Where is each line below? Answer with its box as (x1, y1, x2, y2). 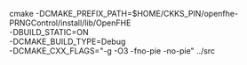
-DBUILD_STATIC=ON (9, 27, 89, 37)
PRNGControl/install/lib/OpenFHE (9, 18, 131, 28)
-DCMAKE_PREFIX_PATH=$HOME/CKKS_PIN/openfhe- (35, 9, 238, 18)
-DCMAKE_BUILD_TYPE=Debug (9, 36, 126, 47)
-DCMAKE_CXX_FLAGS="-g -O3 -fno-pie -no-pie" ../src (9, 46, 216, 56)
